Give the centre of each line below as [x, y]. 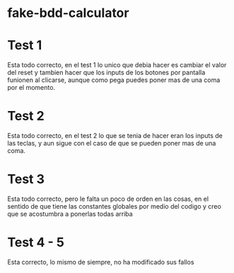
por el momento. [31, 88]
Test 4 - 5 [36, 243]
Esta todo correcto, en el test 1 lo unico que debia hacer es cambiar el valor [117, 65]
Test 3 [26, 179]
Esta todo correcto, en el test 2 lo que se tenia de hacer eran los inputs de [115, 136]
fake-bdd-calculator [68, 13]
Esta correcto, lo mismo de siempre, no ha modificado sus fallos [101, 262]
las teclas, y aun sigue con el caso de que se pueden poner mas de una [112, 144]
